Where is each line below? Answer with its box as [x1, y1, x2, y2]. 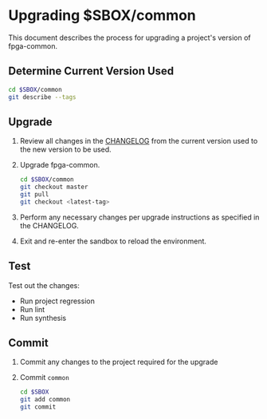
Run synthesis [19, 313, 67, 322]
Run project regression [19, 296, 96, 306]
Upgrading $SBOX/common [8, 6, 197, 25]
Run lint [19, 304, 45, 314]
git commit [19, 403, 57, 411]
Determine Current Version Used [8, 65, 175, 78]
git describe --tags [8, 93, 77, 101]
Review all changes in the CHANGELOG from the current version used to [19, 136, 258, 146]
